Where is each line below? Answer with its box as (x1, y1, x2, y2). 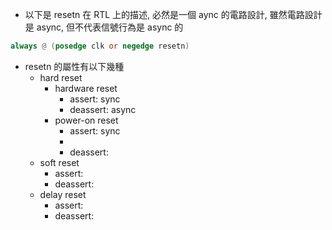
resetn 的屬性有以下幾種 (24, 60, 125, 72)
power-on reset (54, 114, 119, 126)
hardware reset (54, 82, 118, 94)
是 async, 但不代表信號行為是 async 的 (24, 21, 184, 33)
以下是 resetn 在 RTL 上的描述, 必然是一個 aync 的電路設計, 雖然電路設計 (24, 9, 323, 20)
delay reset (39, 188, 87, 200)
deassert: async (69, 103, 137, 115)
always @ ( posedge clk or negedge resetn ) (10, 41, 190, 51)
